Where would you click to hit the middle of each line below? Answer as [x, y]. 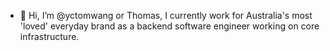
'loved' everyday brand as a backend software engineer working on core [169, 26]
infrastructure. [49, 36]
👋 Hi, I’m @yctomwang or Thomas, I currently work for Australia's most [166, 15]
